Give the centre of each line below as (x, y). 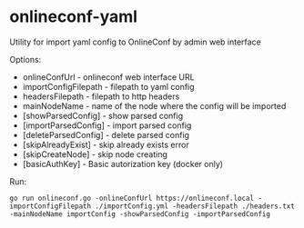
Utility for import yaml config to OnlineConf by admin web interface (135, 42)
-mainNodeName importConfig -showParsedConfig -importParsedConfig (140, 214)
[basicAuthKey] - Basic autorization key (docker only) (123, 164)
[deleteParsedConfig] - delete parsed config (106, 134)
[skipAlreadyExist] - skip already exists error (106, 144)
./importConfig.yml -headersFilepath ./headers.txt (195, 206)
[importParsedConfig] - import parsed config (107, 125)
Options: (25, 59)
